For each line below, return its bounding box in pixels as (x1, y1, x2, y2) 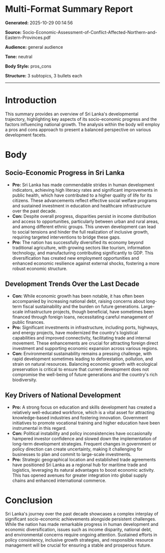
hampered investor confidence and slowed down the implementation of (12, 435, 157, 442)
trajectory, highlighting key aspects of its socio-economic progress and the (5, 116, 157, 122)
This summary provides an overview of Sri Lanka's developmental (5, 111, 138, 117)
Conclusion (5, 494, 53, 506)
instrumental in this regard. (12, 425, 67, 431)
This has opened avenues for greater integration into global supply (12, 472, 147, 478)
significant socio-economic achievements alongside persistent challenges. (5, 516, 156, 522)
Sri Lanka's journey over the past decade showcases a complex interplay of (5, 511, 159, 517)
